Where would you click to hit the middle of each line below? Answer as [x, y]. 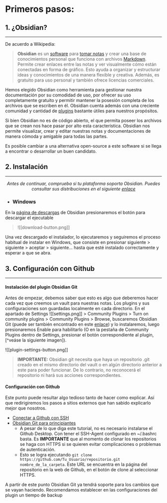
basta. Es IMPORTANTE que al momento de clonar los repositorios [88, 439]
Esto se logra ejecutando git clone [56, 455]
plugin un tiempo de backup [34, 495]
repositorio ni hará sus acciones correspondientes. [69, 375]
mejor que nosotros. [26, 408]
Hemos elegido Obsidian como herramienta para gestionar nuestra [74, 90]
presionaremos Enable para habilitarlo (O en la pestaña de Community [77, 330]
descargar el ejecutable [29, 218]
